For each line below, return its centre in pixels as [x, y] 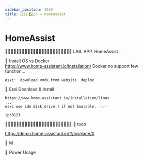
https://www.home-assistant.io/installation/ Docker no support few [72, 66]
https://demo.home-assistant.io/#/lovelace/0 [50, 134]
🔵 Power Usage [21, 152]
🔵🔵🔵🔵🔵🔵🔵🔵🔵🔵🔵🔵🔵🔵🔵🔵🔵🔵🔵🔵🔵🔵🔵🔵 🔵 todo [46, 124]
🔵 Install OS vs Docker [27, 61]
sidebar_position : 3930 [29, 9]
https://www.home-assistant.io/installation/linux [57, 98]
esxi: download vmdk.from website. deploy [50, 80]
